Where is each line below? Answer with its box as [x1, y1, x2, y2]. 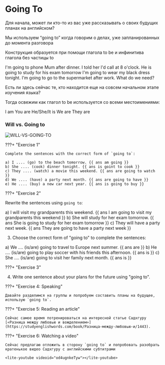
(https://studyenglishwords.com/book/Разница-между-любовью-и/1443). [5, 324, 151, 329]
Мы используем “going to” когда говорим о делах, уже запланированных [5, 35, 160, 41]
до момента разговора [5, 40, 54, 45]
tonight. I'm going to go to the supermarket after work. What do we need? [5, 75, 155, 81]
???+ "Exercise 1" [5, 142, 40, 148]
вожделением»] [62, 320, 92, 325]
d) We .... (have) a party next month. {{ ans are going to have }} [5, 177, 149, 182]
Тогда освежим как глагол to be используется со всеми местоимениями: [5, 99, 160, 105]
